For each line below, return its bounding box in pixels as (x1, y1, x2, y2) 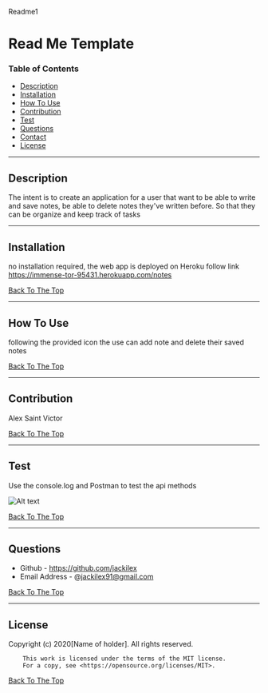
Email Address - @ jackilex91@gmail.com (19, 572, 154, 582)
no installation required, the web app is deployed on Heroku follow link (8, 261, 239, 271)
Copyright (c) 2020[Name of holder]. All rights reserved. (8, 639, 194, 649)
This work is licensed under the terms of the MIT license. (22, 655, 227, 663)
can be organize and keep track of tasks (8, 209, 141, 219)
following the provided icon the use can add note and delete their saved (8, 337, 245, 347)
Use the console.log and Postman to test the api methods (8, 480, 197, 490)
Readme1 (8, 7, 38, 16)
